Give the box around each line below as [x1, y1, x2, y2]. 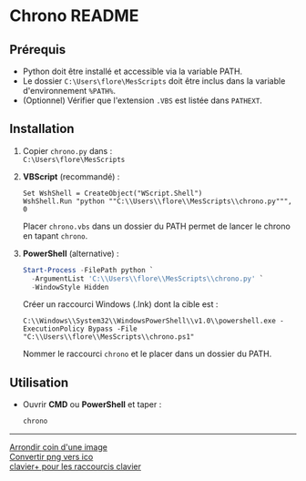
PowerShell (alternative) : [22, 248, 120, 259]
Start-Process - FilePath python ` [22, 265, 154, 274]
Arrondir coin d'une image [9, 442, 107, 453]
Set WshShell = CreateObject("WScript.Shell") [22, 189, 203, 198]
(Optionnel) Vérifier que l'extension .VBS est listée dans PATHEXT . [22, 95, 262, 106]
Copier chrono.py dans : [22, 145, 113, 156]
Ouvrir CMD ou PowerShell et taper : [22, 399, 162, 410]
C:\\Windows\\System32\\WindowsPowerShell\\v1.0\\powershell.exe [22, 316, 276, 326]
